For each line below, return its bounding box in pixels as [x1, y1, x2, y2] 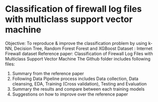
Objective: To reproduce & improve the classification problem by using [5, 40, 147, 46]
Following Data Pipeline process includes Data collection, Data [12, 76, 139, 82]
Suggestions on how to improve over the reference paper [12, 91, 129, 97]
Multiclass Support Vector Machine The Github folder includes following [5, 56, 151, 61]
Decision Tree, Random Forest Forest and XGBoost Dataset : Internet [14, 45, 153, 51]
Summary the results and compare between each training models [12, 86, 145, 92]
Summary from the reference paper [12, 70, 84, 76]
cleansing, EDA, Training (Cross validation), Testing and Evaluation [12, 81, 147, 86]
